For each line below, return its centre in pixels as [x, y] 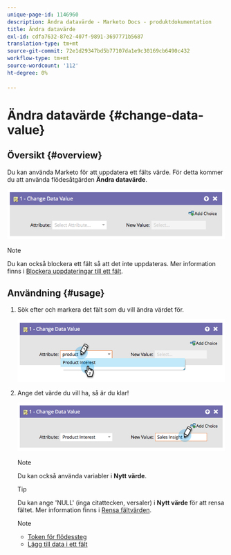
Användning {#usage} [56, 293]
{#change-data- [156, 115]
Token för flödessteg [57, 537]
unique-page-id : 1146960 [43, 15]
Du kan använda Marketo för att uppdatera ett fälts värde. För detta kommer [115, 172]
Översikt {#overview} [55, 156]
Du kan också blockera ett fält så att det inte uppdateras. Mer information [112, 264]
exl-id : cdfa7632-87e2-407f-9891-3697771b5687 [75, 37]
